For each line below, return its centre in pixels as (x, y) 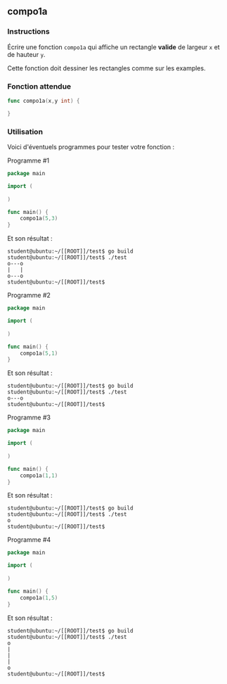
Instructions (29, 32)
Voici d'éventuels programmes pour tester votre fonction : (91, 147)
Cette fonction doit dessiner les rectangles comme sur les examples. (106, 68)
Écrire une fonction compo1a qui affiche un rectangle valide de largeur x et (113, 47)
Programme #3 (29, 417)
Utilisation (25, 132)
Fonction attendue (39, 86)
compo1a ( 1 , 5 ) (39, 597)
